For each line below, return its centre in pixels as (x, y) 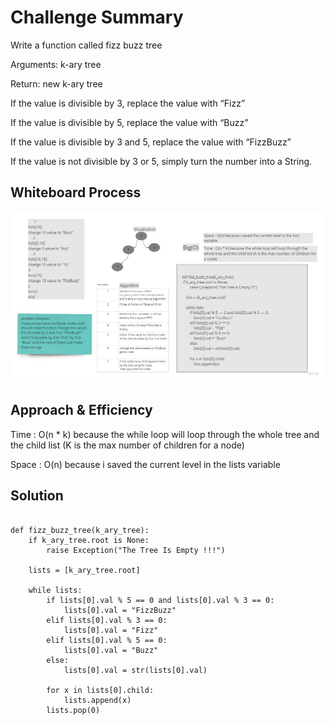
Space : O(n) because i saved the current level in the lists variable (145, 464)
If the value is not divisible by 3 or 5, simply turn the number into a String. (161, 161)
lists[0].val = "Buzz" (111, 650)
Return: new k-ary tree (56, 83)
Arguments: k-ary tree (56, 64)
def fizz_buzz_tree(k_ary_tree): (80, 530)
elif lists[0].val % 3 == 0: (107, 620)
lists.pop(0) (73, 710)
